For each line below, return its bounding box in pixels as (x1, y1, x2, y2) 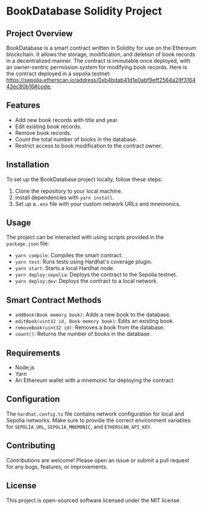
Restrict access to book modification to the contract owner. (14, 142, 163, 149)
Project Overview (6, 28, 73, 39)
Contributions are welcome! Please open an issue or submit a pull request (6, 456, 190, 463)
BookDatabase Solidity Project (6, 4, 162, 18)
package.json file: (6, 240, 50, 247)
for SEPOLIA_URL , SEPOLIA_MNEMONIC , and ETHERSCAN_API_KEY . (6, 423, 153, 430)
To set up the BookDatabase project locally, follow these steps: (6, 175, 163, 182)
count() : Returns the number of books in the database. (14, 331, 152, 338)
